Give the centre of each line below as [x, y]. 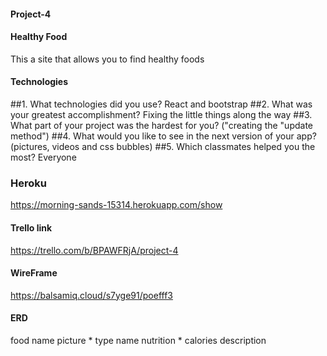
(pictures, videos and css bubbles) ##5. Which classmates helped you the [163, 146]
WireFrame [34, 273]
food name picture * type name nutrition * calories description [138, 340]
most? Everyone [43, 157]
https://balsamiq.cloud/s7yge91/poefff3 [91, 295]
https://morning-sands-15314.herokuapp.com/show [116, 205]
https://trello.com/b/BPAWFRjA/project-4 [94, 250]
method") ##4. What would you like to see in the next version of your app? [163, 136]
